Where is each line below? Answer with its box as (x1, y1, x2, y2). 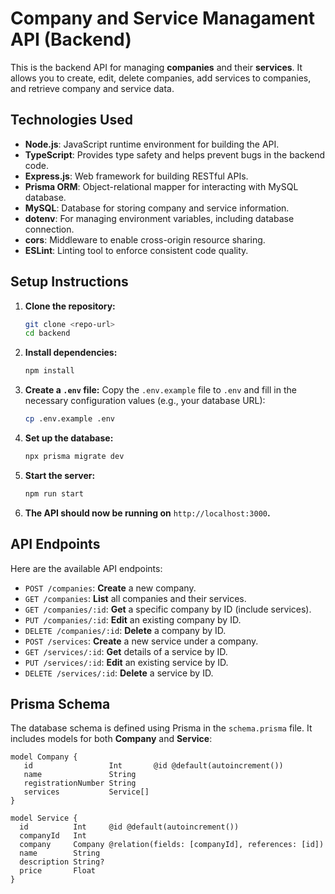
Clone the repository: (24, 300, 116, 312)
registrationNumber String (23, 778, 137, 789)
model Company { (10, 752, 78, 762)
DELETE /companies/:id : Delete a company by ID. (24, 624, 227, 636)
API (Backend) (10, 28, 132, 51)
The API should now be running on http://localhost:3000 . (24, 507, 271, 519)
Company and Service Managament (10, 7, 315, 30)
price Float (19, 866, 97, 876)
